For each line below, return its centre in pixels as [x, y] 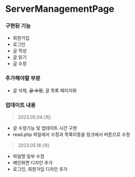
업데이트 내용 [20, 105]
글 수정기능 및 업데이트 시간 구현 [45, 128]
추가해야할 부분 [23, 78]
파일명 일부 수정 [28, 156]
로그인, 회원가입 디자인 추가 [40, 169]
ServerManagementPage [60, 9]
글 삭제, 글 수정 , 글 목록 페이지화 [44, 90]
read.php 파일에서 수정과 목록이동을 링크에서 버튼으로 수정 [71, 134]
